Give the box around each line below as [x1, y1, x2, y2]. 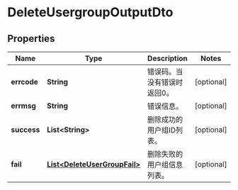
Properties [7, 33, 55, 45]
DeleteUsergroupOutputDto [7, 4, 174, 21]
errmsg [11, 101, 37, 111]
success [11, 125, 40, 135]
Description [147, 54, 188, 63]
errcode [11, 77, 39, 86]
